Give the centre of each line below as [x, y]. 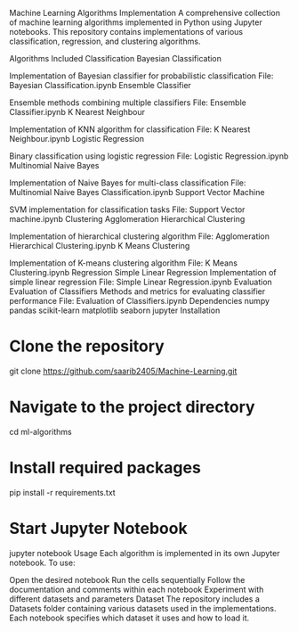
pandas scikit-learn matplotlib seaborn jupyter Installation [115, 310]
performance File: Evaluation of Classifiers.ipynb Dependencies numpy [139, 301]
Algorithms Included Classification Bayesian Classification [116, 58]
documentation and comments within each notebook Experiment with [137, 589]
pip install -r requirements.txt [62, 492]
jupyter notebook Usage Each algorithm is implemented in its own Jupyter [145, 553]
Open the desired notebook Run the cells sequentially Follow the [127, 579]
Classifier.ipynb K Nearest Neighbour [77, 112]
